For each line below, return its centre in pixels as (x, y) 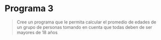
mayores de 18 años (37, 32)
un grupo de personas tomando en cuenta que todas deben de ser (84, 27)
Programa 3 (29, 9)
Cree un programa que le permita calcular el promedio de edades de (86, 22)
